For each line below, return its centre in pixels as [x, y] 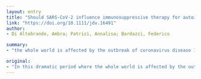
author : [16, 28]
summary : [17, 45]
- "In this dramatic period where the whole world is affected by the [96, 66]
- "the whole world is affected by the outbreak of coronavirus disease [99, 51]
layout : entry [24, 12]
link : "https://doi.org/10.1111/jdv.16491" [61, 23]
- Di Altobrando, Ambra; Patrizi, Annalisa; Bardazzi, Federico [88, 34]
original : [19, 61]
